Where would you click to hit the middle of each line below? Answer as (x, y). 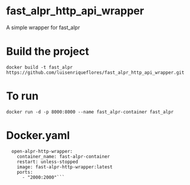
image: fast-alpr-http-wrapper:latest (65, 167)
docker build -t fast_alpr (39, 67)
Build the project (48, 51)
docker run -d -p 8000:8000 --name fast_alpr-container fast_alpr (90, 112)
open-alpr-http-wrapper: (42, 151)
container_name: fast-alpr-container (64, 156)
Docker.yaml (38, 136)
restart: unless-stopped (47, 162)
